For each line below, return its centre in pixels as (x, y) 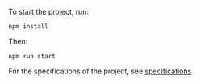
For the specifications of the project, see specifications (100, 71)
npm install (28, 27)
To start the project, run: (49, 12)
